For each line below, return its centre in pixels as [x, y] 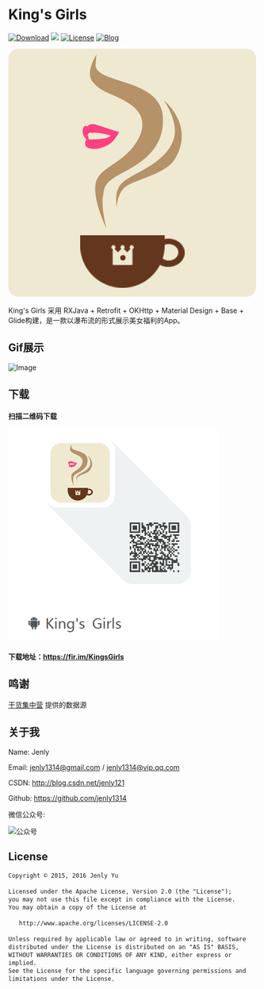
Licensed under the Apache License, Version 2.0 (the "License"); [120, 892]
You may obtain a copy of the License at [78, 908]
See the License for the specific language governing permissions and [127, 971]
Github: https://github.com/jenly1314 [67, 798]
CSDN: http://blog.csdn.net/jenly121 [67, 783]
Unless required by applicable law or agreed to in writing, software [127, 939]
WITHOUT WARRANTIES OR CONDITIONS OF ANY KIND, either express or [120, 955]
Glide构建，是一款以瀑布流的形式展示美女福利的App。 [96, 320]
